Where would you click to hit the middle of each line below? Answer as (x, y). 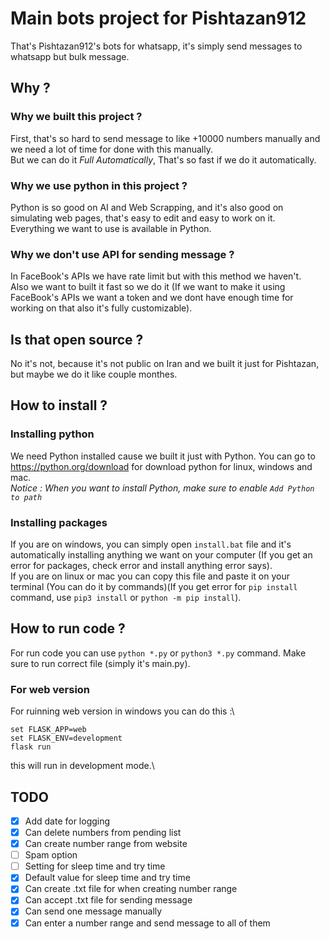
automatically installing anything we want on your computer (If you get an (161, 555)
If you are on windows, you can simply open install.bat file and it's (151, 544)
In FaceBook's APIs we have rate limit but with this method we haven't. (156, 276)
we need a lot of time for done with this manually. (111, 149)
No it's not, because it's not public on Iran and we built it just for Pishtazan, (165, 364)
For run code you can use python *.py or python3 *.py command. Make (158, 653)
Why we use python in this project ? (99, 185)
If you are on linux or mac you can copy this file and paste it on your (150, 576)
